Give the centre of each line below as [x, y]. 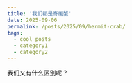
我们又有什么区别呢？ [38, 73]
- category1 [31, 46]
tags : [15, 33]
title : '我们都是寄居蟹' [39, 13]
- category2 [31, 53]
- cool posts [32, 39]
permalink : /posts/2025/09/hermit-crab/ [67, 26]
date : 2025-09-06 [32, 20]
